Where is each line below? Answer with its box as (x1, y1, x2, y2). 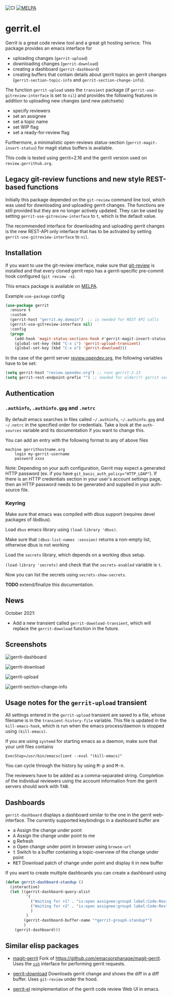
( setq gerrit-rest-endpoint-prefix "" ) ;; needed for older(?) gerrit (5, 375, 159, 380)
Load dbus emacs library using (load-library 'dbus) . (5, 527, 118, 533)
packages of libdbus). (5, 516, 52, 523)
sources (5, 428, 22, 433)
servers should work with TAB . (5, 783, 70, 790)
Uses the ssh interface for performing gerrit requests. (12, 961, 125, 967)
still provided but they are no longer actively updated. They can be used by (5, 207, 164, 214)
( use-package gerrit (5, 303, 50, 308)
